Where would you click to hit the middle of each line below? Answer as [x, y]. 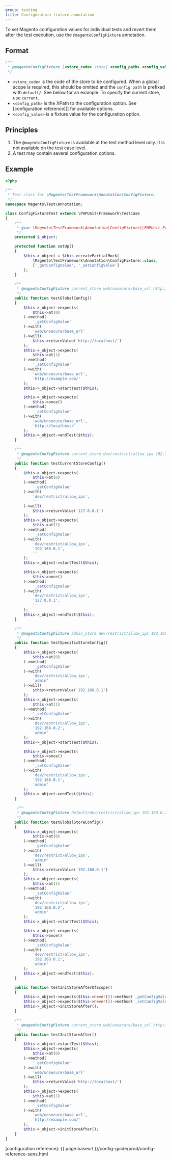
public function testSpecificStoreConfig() [61, 643]
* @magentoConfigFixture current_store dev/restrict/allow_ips [85, 454]
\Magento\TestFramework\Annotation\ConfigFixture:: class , [95, 260]
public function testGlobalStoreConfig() [59, 822]
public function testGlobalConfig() [53, 298]
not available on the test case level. [50, 148]
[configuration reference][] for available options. [63, 109]
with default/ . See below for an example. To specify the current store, [86, 92]
